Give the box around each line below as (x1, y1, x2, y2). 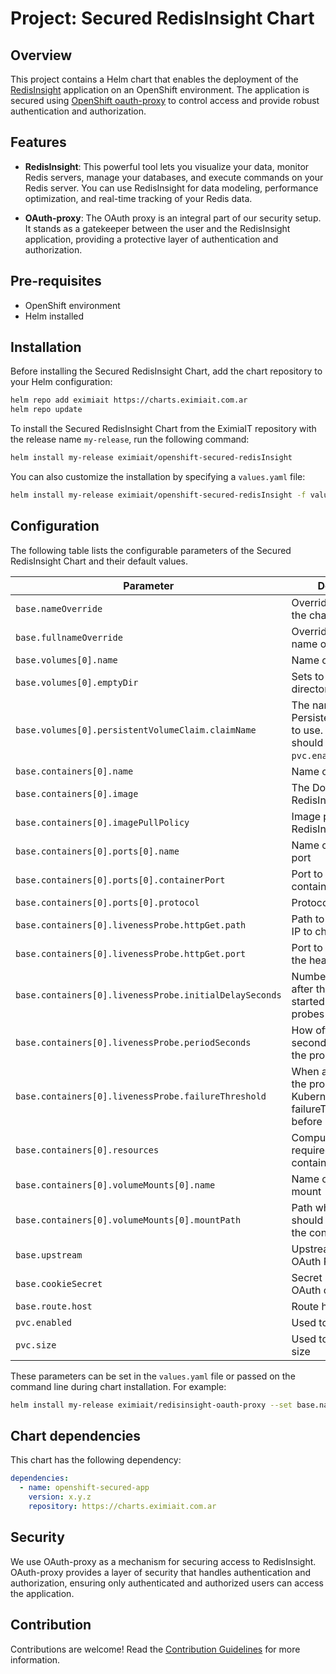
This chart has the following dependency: (10, 1454, 182, 1466)
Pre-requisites (10, 273, 102, 290)
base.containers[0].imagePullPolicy (15, 817, 190, 828)
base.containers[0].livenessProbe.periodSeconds (15, 1037, 252, 1048)
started (291, 994, 325, 1008)
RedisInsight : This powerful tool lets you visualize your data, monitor (24, 160, 310, 172)
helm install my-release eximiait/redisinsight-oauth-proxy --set (10, 1400, 293, 1410)
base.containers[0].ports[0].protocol (15, 897, 200, 908)
